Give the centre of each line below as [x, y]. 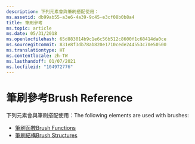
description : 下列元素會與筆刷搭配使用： [52, 12]
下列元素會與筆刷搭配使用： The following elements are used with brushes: [97, 116]
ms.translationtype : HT [36, 50]
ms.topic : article [29, 28]
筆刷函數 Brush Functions [45, 128]
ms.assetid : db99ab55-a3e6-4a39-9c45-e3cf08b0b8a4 [70, 17]
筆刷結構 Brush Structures [46, 135]
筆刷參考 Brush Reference [69, 98]
